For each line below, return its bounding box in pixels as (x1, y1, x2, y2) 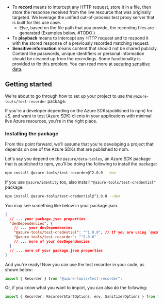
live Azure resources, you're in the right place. (5, 118, 98, 124)
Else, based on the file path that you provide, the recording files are (19, 25, 154, 31)
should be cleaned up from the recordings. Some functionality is (12, 56, 141, 61)
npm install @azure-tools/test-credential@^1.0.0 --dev (5, 194, 120, 198)
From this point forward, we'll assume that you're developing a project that (5, 141, 154, 147)
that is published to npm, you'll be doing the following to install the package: (5, 161, 157, 167)
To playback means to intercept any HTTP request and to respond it (12, 35, 149, 41)
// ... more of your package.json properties (9, 248, 103, 253)
